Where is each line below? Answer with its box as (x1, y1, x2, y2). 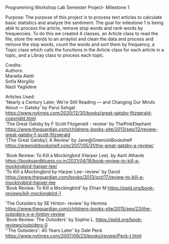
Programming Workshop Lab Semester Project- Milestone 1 (5, 5, 130, 10)
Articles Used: (5, 94, 35, 100)
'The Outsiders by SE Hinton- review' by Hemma (5, 200, 107, 206)
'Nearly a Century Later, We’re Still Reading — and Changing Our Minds (5, 99, 155, 105)
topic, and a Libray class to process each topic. (5, 52, 104, 58)
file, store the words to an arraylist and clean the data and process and (5, 36, 154, 42)
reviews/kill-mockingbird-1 (5, 190, 61, 196)
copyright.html (5, 115, 36, 121)
